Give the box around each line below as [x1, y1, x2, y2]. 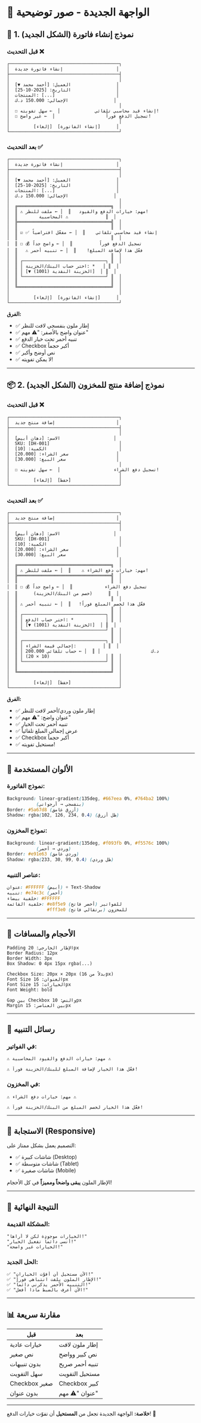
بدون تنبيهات [10, 1360, 41, 1369]
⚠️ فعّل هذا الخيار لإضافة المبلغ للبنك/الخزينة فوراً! [7, 1066, 138, 1072]
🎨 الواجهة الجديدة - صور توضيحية [7, 5, 150, 19]
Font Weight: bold [7, 987, 52, 993]
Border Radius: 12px [7, 950, 58, 956]
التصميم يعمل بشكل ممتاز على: [7, 1142, 76, 1149]
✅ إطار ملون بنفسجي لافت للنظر [15, 322, 89, 329]
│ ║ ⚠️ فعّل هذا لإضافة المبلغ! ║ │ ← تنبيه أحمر [7, 248, 144, 254]
